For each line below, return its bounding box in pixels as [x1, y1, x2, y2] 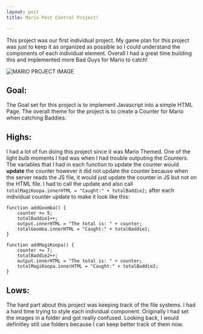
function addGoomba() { [6, 205, 67, 211]
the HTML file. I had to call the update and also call [6, 180, 133, 188]
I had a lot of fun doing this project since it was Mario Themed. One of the [6, 148, 191, 155]
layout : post [6, 9, 39, 15]
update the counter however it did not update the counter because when [6, 168, 188, 175]
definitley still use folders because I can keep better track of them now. [6, 320, 184, 328]
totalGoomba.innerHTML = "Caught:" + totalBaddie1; [17, 226, 150, 233]
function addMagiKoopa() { [6, 242, 75, 248]
